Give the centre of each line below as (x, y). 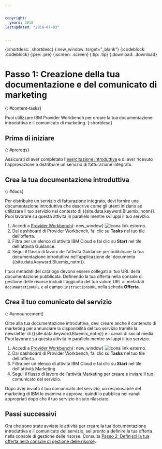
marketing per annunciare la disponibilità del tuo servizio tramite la (71, 328)
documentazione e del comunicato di (81, 84)
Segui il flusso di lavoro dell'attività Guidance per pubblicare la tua (78, 251)
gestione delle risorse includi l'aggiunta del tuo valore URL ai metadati (74, 281)
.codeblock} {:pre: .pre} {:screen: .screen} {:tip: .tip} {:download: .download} (81, 54)
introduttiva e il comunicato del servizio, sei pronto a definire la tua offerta (79, 431)
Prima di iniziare (30, 138)
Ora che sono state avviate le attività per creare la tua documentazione (76, 426)
